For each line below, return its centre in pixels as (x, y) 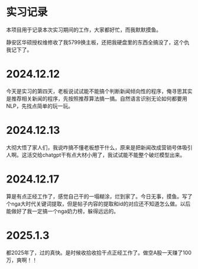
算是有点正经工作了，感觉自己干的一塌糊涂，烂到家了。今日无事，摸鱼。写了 (99, 196)
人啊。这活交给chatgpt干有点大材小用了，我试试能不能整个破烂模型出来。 (96, 155)
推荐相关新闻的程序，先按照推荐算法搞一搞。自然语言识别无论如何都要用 (99, 98)
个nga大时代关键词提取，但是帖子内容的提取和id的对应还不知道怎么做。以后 (98, 204)
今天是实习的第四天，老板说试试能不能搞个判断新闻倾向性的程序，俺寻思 (94, 91)
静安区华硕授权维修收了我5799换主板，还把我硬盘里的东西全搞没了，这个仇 (98, 42)
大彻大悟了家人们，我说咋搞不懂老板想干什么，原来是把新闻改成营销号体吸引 (99, 147)
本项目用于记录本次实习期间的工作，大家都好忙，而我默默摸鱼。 (84, 30)
